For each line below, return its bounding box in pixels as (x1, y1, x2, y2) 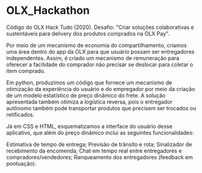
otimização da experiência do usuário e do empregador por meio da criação (6, 85, 195, 92)
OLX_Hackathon (6, 4, 90, 17)
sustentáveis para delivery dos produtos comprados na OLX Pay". (6, 30, 170, 37)
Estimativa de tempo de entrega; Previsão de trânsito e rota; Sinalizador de (6, 140, 192, 148)
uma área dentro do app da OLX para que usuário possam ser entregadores (6, 48, 195, 55)
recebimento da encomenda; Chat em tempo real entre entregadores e (6, 147, 182, 154)
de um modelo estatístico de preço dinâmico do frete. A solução (6, 92, 166, 99)
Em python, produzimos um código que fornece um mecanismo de (6, 79, 172, 86)
